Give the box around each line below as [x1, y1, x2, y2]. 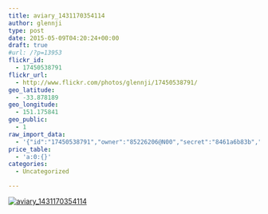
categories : [8, 160, 48, 168]
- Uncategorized [15, 168, 69, 176]
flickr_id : [8, 57, 45, 65]
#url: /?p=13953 [8, 49, 62, 57]
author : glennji [8, 19, 62, 27]
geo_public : [8, 116, 48, 124]
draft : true [8, 42, 48, 50]
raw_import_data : [8, 130, 66, 138]
